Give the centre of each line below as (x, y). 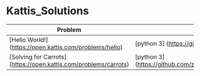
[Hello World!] (29, 40)
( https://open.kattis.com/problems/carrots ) (69, 64)
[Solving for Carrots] (38, 56)
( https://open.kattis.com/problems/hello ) (66, 47)
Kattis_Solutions (48, 11)
